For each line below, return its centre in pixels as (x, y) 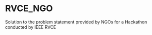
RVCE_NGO (29, 9)
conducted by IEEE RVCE (31, 27)
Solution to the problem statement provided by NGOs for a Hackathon (76, 22)
